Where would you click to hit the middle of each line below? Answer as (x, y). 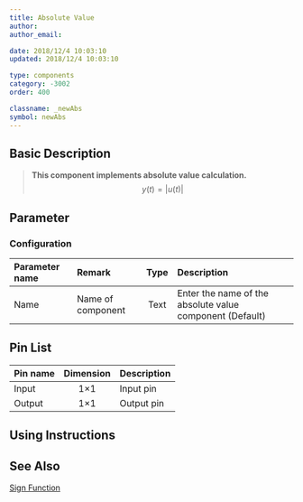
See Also (35, 466)
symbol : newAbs (38, 117)
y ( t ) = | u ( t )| (163, 190)
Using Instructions (62, 436)
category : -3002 (40, 84)
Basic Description (60, 153)
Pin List (31, 348)
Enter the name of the (223, 293)
